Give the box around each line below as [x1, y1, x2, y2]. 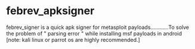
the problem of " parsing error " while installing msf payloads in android [6, 30, 182, 37]
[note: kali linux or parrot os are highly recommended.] [6, 36, 140, 43]
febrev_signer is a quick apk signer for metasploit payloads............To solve [6, 24, 190, 31]
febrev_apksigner [6, 4, 95, 18]
